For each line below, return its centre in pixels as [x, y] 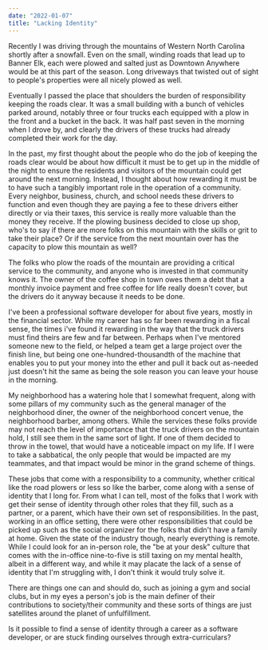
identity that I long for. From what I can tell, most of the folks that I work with [133, 496]
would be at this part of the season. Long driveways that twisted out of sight [134, 71]
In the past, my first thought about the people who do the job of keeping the [133, 154]
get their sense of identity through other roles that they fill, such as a [121, 504]
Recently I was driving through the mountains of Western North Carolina [127, 46]
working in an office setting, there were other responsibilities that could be [130, 521]
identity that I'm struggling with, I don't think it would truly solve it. [117, 572]
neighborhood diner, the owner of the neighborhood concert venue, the [126, 412]
